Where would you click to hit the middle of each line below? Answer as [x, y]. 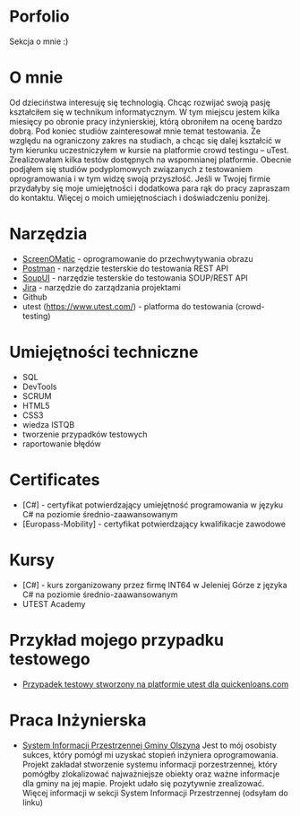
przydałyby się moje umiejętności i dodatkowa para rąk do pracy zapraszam [150, 188]
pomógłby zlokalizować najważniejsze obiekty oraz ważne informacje [151, 774]
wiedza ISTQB [48, 424]
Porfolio [39, 17]
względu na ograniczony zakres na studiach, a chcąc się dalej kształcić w [146, 140]
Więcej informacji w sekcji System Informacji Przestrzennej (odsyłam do [155, 793]
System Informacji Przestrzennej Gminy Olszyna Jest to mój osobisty [150, 745]
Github [34, 297]
